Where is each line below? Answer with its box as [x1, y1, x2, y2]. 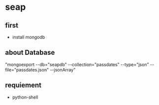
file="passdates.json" [5, 67, 49, 72]
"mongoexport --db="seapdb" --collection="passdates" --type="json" [5, 61, 149, 68]
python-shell [12, 94, 38, 100]
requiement [5, 81, 42, 90]
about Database [5, 48, 55, 57]
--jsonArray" [50, 67, 76, 72]
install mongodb [12, 34, 45, 40]
